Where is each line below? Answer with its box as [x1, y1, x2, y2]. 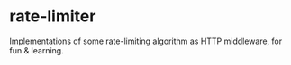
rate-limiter [9, 6, 96, 27]
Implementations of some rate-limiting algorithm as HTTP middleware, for [9, 36, 283, 46]
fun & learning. [9, 45, 65, 55]
